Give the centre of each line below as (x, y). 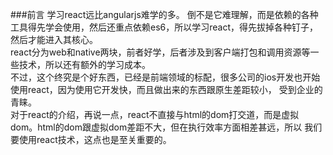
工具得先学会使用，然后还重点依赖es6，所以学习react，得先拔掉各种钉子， (164, 27)
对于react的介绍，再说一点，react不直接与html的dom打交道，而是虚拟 (155, 114)
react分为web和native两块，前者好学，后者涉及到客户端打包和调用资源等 (160, 52)
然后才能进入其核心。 (54, 39)
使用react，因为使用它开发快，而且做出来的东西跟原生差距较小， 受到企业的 (166, 89)
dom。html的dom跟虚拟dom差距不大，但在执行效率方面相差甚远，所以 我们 (166, 127)
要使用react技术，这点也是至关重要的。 (91, 139)
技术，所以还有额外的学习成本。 (84, 64)
